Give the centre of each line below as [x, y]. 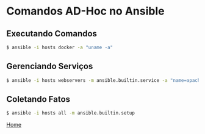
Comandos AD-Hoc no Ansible [85, 11]
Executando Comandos [52, 34]
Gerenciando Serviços [50, 66]
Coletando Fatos [38, 99]
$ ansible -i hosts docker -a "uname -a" [60, 47]
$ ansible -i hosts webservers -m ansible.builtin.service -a [87, 80]
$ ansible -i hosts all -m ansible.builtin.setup [71, 113]
